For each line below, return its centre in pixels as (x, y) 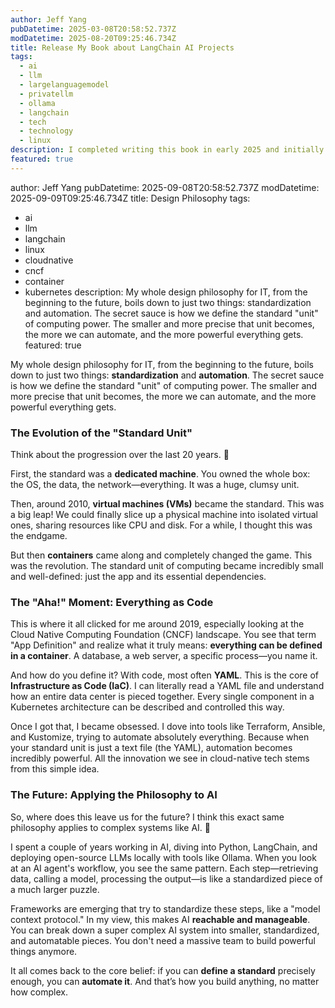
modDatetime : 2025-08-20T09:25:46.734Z (93, 38)
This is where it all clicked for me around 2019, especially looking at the (157, 624)
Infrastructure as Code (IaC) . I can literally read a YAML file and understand (167, 686)
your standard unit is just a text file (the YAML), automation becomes (151, 748)
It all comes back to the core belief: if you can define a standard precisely (163, 970)
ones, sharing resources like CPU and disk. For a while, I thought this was (161, 525)
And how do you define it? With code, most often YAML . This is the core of (165, 675)
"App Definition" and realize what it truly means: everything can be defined (166, 645)
